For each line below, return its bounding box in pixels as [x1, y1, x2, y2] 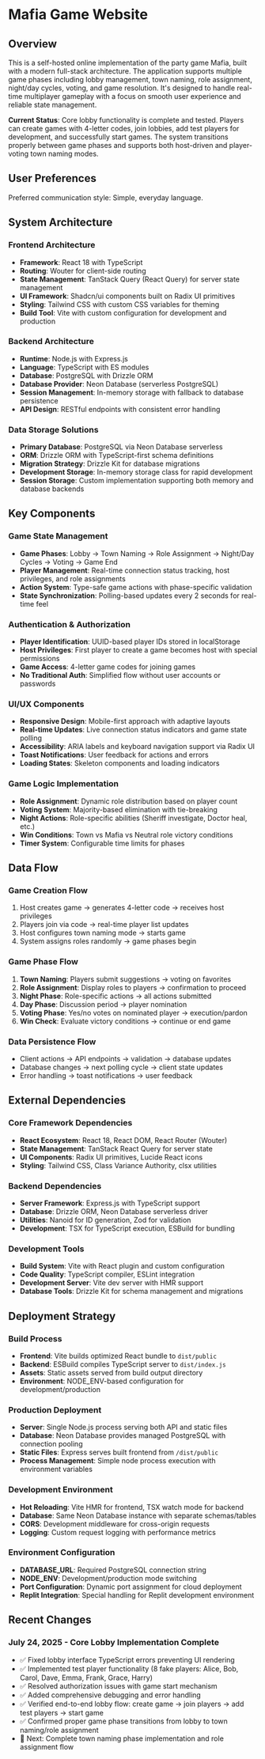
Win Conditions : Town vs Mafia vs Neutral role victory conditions [19, 830, 233, 839]
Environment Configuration [8, 1547, 115, 1558]
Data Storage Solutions [8, 424, 99, 435]
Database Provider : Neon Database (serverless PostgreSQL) [19, 379, 219, 388]
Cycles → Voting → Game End [19, 557, 119, 566]
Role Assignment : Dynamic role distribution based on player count [19, 796, 238, 806]
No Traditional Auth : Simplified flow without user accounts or [19, 671, 221, 680]
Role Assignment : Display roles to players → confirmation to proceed [19, 982, 247, 992]
